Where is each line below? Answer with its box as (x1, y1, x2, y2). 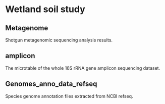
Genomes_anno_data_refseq (5, 80, 97, 88)
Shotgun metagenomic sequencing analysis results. (5, 37, 113, 43)
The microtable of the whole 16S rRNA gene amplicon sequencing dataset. (5, 65, 160, 71)
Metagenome (5, 24, 48, 32)
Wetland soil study (5, 4, 86, 15)
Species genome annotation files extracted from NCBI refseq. (5, 93, 133, 99)
